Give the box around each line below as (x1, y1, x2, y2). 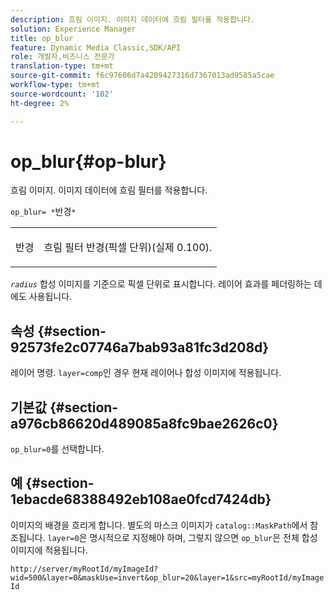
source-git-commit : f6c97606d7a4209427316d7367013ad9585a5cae (10, 71, 275, 81)
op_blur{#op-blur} (10, 150, 167, 173)
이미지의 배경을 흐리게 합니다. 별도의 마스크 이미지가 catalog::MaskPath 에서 (10, 519, 308, 531)
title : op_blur (10, 33, 74, 43)
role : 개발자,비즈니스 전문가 (10, 52, 115, 62)
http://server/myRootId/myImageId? (10, 564, 159, 574)
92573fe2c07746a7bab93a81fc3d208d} (10, 339, 270, 356)
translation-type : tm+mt (10, 61, 114, 71)
